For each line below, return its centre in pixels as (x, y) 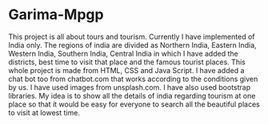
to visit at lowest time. (44, 112)
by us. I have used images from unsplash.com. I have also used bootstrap (130, 87)
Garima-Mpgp (56, 15)
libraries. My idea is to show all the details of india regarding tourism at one (132, 95)
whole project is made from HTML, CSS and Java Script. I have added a (126, 70)
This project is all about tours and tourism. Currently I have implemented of (132, 37)
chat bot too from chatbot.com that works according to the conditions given (133, 79)
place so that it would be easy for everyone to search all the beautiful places (134, 104)
